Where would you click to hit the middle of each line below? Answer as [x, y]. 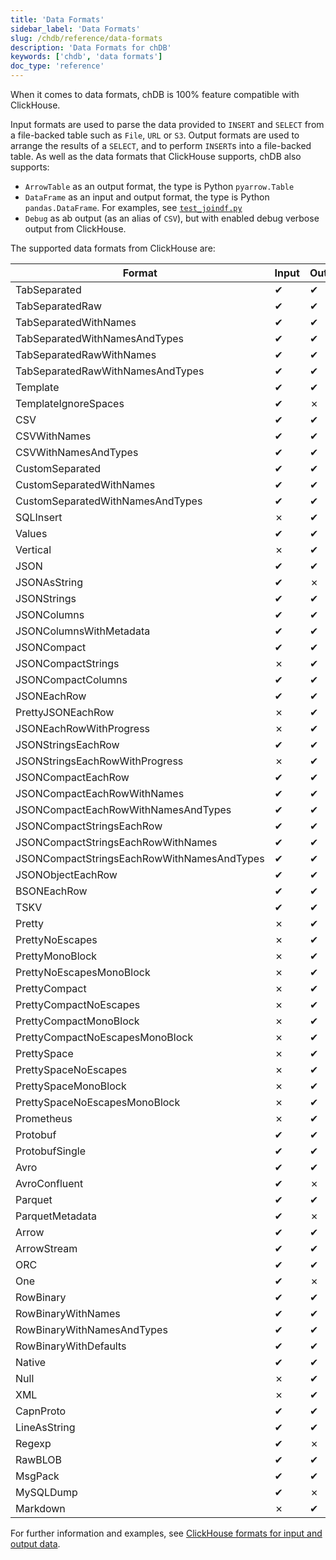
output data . [35, 1544]
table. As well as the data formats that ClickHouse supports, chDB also [156, 156]
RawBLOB [39, 1459]
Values [31, 533]
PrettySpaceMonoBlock [71, 1086]
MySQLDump [46, 1492]
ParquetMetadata [56, 1216]
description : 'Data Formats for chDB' [91, 47]
